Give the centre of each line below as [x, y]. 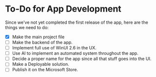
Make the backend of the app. [42, 42]
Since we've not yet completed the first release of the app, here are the [77, 22]
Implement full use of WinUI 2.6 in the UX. [54, 48]
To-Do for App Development [63, 9]
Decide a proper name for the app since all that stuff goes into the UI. [82, 59]
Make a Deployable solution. [40, 64]
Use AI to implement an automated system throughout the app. [75, 53]
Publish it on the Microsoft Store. [45, 70]
